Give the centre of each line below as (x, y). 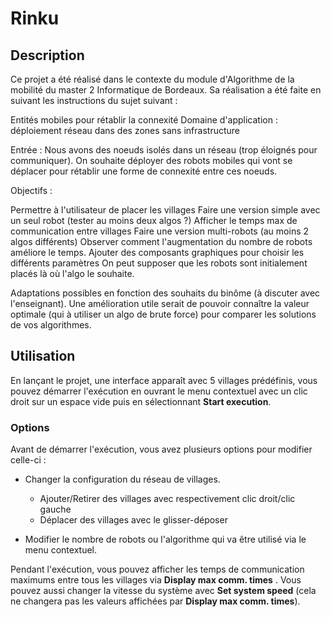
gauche (55, 509)
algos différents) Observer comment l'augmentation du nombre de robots (161, 241)
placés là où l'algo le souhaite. (72, 273)
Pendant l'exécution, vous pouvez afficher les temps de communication (157, 569)
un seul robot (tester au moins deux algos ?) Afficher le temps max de (154, 220)
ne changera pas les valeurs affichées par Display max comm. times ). (155, 601)
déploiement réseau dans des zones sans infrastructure (125, 130)
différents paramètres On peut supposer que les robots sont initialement (159, 263)
